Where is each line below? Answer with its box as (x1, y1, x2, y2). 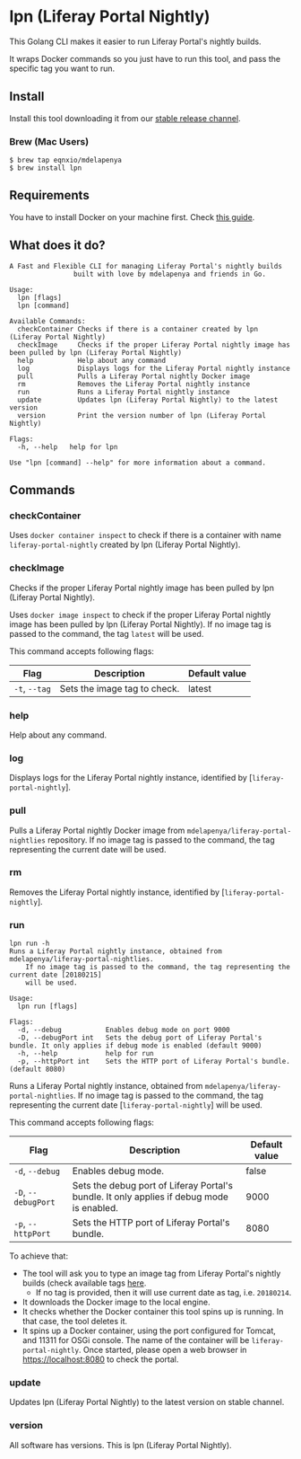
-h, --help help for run (17, 1049, 154, 1058)
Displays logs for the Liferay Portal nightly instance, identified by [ (9, 773, 253, 783)
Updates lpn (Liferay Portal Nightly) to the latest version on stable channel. (9, 1397, 285, 1408)
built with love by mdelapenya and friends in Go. (73, 270, 267, 279)
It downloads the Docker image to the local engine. (21, 1296, 211, 1308)
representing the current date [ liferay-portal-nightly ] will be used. (9, 1100, 262, 1110)
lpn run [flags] (17, 1002, 78, 1012)
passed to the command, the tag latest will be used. (9, 628, 204, 639)
